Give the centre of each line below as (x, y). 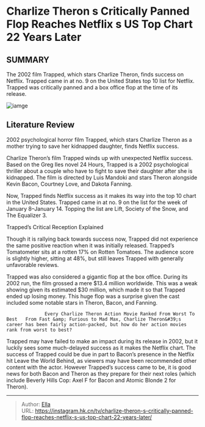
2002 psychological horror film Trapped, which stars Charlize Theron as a (99, 139)
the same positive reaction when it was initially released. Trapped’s (91, 245)
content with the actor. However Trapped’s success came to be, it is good (99, 367)
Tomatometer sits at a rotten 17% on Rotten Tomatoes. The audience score (100, 252)
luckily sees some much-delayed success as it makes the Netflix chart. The (101, 348)
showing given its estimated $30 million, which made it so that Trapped (96, 290)
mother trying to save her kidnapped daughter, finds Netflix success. (93, 146)
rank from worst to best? (39, 330)
